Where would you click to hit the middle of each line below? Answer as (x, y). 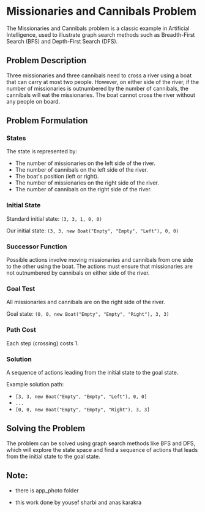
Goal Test (21, 288)
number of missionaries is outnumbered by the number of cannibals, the (97, 88)
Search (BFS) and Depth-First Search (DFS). (62, 41)
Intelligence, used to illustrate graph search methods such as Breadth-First (101, 34)
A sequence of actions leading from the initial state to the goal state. (92, 372)
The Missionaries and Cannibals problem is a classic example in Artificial (98, 28)
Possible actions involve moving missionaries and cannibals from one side (100, 260)
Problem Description (47, 60)
